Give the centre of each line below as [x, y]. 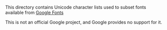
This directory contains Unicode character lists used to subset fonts [76, 7]
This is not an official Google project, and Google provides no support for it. [84, 22]
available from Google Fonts [35, 12]
